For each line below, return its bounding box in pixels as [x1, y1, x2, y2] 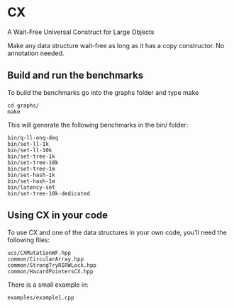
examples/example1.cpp [7, 294, 74, 301]
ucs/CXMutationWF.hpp [7, 249, 72, 256]
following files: [7, 235, 50, 244]
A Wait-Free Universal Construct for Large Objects [7, 28, 155, 36]
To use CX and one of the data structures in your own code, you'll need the [7, 228, 227, 236]
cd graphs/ [7, 102, 40, 109]
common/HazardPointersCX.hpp [7, 268, 94, 275]
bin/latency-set [7, 183, 55, 191]
